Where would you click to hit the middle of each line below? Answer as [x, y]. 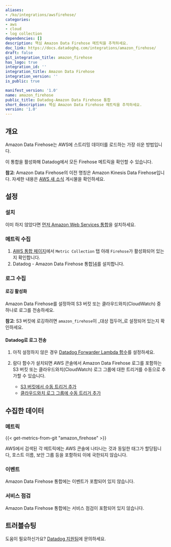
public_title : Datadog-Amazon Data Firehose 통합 [58, 100]
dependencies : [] [24, 39]
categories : [18, 19]
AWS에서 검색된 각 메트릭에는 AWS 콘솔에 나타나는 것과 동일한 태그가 [75, 448]
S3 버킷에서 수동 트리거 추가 [48, 387]
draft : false [19, 53]
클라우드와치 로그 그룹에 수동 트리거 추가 [60, 393]
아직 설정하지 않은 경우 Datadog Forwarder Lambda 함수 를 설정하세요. [84, 352]
